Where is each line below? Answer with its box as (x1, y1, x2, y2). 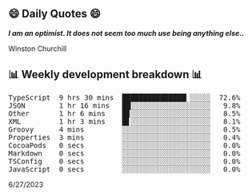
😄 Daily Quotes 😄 (8, 7, 102, 21)
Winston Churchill (8, 44, 67, 53)
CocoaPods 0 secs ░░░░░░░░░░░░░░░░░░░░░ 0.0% (8, 140, 241, 150)
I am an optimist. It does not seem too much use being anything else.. (8, 28, 245, 37)
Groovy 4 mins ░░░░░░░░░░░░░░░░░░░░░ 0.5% (8, 124, 241, 134)
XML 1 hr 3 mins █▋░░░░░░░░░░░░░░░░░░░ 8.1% (8, 116, 241, 126)
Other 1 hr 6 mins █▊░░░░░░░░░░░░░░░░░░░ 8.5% (8, 108, 241, 118)
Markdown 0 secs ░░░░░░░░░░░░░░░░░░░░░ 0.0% (8, 148, 241, 158)
